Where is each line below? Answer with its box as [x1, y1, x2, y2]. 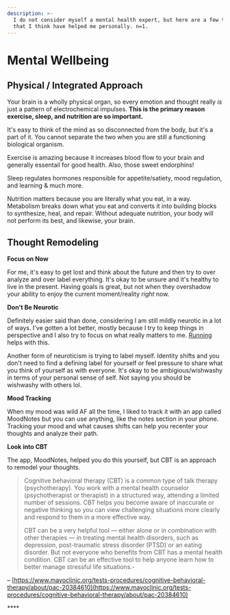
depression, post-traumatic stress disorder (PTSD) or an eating [23, 541, 202, 549]
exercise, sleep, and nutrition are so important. [7, 113, 144, 121]
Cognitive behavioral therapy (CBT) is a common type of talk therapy [23, 476, 218, 485]
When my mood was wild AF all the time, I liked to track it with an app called [7, 408, 221, 416]
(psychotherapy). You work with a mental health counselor [23, 484, 190, 492]
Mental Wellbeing [7, 52, 110, 68]
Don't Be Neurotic [7, 303, 60, 312]
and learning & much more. [7, 181, 84, 189]
